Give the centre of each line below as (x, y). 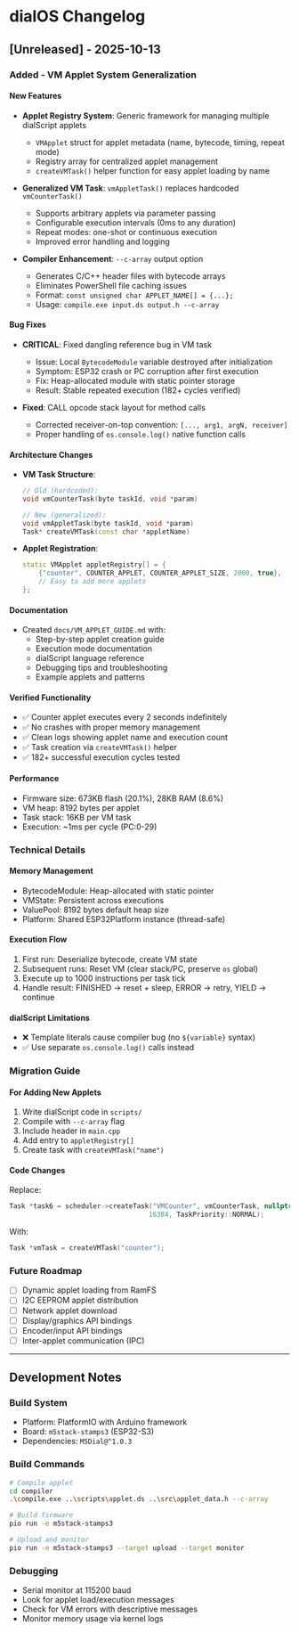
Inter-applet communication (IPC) (83, 1340)
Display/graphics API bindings (77, 1320)
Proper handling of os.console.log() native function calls (141, 434)
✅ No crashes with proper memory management (111, 727)
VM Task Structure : (59, 475)
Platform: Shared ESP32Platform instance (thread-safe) (124, 919)
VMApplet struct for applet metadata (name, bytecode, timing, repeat (160, 142)
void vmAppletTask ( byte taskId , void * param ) (108, 523)
